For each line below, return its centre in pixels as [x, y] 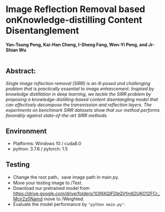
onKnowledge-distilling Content [74, 20]
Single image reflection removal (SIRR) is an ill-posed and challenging [78, 83]
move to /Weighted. [64, 199]
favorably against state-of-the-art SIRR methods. [57, 115]
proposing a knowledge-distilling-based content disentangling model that [82, 99]
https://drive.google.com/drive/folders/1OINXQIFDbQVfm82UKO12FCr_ [86, 194]
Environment [26, 131]
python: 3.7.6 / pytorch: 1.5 [40, 149]
